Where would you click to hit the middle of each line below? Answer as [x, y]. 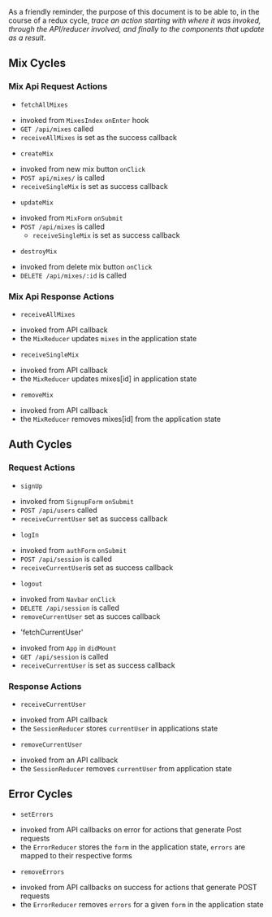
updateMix [37, 203]
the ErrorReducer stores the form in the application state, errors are [133, 847]
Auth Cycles [40, 444]
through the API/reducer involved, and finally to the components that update [136, 29]
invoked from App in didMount [68, 647]
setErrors [37, 814]
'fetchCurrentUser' [52, 632]
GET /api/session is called [64, 656]
